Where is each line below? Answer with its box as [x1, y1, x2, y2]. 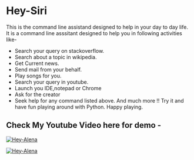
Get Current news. [14, 60, 59, 67]
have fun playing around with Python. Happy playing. [14, 103, 143, 110]
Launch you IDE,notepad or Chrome [14, 84, 102, 91]
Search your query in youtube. [14, 78, 89, 86]
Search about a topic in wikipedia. [14, 53, 97, 60]
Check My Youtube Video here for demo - [6, 120, 162, 130]
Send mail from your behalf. [14, 66, 82, 73]
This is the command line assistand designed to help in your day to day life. [6, 23, 188, 30]
